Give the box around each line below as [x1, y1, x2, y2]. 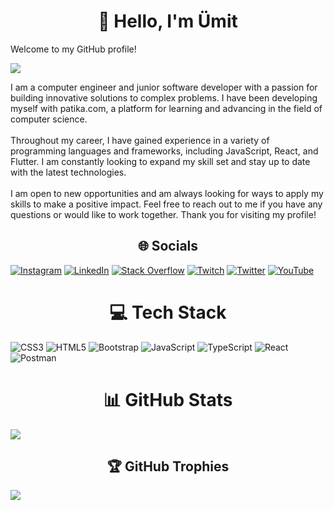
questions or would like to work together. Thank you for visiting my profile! [10, 208, 317, 220]
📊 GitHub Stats [103, 388, 233, 411]
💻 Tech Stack [109, 301, 227, 324]
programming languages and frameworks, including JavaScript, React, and [10, 145, 319, 157]
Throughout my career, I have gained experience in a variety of [10, 134, 270, 146]
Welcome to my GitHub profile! [10, 43, 137, 55]
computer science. [10, 113, 88, 125]
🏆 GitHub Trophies [106, 458, 230, 475]
